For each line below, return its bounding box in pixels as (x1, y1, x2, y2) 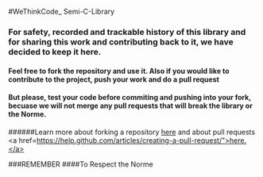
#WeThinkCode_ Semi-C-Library (8, 7, 115, 16)
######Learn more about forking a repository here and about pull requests (8, 127, 256, 137)
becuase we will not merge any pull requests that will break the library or (8, 101, 253, 110)
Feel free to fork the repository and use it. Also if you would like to (8, 66, 230, 75)
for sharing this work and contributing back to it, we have (8, 36, 234, 47)
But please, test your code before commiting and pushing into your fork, (8, 93, 252, 102)
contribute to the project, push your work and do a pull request (8, 75, 220, 84)
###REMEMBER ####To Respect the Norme (8, 159, 153, 169)
